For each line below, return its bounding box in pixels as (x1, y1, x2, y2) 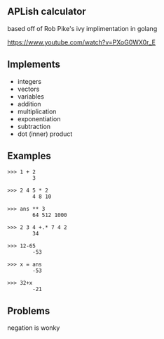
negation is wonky (7, 323, 60, 332)
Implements (7, 58, 61, 70)
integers (17, 77, 42, 85)
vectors (17, 85, 40, 93)
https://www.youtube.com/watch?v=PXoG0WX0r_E (7, 38, 156, 47)
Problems (7, 304, 50, 316)
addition (17, 99, 41, 108)
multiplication (17, 107, 57, 116)
